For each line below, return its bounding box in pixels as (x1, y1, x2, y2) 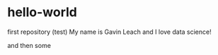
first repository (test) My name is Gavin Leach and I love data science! (7, 28, 212, 36)
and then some (7, 41, 52, 49)
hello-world (7, 4, 78, 20)
